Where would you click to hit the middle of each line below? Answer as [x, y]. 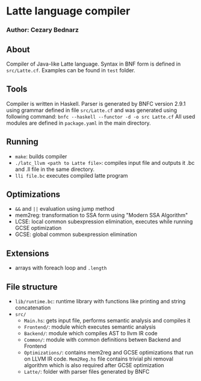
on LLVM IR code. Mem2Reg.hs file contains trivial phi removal [98, 359]
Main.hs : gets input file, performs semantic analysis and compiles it [107, 320]
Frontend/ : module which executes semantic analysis [90, 327]
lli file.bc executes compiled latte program [71, 175]
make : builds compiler [41, 156]
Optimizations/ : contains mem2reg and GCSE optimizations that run [109, 352]
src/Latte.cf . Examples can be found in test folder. [71, 70]
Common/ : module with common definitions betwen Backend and [102, 339]
